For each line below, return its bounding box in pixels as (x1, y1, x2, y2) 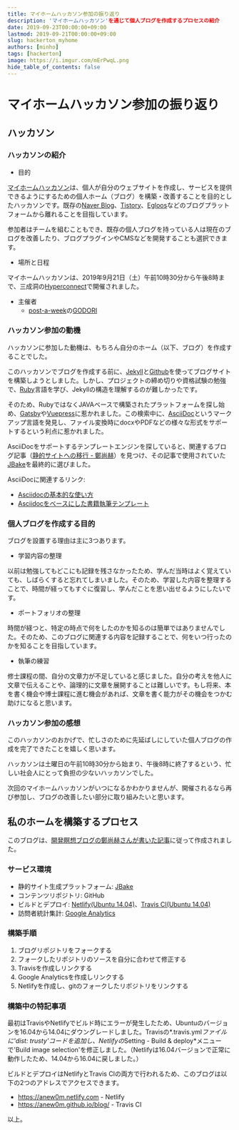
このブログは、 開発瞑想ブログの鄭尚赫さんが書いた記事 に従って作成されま (7, 836, 226, 845)
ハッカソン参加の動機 (7, 325, 81, 335)
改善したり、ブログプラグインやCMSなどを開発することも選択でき (26, 233, 222, 243)
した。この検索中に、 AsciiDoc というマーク (106, 409, 232, 417)
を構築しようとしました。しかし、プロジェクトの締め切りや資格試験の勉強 (7, 376, 226, 385)
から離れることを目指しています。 (31, 210, 132, 218)
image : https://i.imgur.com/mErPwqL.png (7, 57, 130, 64)
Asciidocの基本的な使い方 (17, 490, 94, 499)
